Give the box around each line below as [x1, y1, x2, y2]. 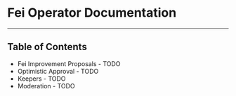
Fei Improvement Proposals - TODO [17, 59, 121, 67]
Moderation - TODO [17, 81, 75, 90]
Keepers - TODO [17, 74, 66, 83]
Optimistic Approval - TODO [17, 67, 99, 75]
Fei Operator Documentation [7, 5, 177, 21]
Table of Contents [7, 41, 88, 53]
